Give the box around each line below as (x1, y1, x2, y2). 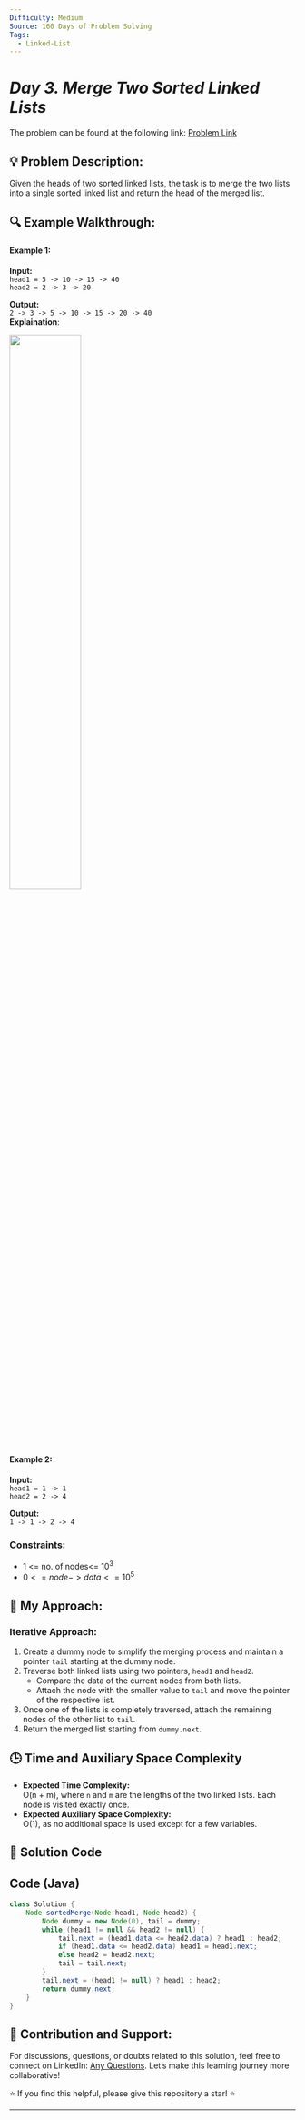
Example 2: (9, 1454, 53, 1465)
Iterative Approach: (9, 1625, 97, 1638)
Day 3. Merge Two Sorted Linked (9, 78, 261, 98)
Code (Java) (9, 1875, 80, 1891)
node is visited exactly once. (22, 1799, 130, 1810)
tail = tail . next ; (57, 1959, 128, 1968)
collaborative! (9, 2070, 61, 2081)
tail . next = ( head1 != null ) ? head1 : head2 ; (42, 1975, 221, 1984)
